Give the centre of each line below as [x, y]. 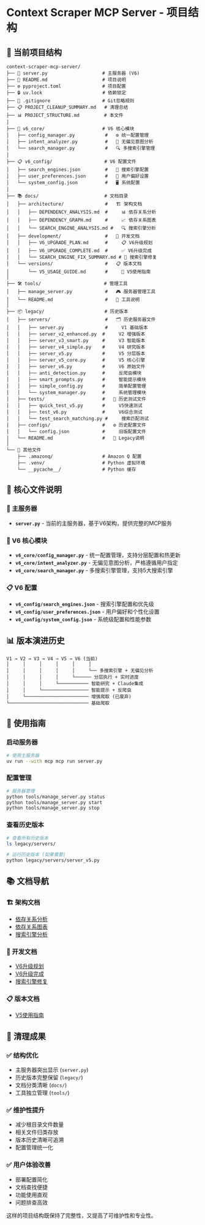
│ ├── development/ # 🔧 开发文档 [73, 236]
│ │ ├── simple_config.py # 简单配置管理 [76, 386]
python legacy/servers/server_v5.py [53, 860]
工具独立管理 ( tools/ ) [42, 1093]
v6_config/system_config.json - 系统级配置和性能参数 [83, 619]
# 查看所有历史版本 [28, 838]
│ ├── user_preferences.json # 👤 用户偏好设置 [78, 176]
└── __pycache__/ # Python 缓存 [77, 469]
